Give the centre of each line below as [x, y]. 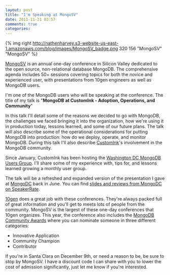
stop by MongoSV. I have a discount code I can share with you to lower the [83, 262]
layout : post [19, 10]
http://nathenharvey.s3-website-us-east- [76, 43]
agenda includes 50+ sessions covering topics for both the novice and [79, 74]
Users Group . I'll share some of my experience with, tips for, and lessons [81, 163]
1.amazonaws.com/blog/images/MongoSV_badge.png [62, 49]
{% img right [19, 43]
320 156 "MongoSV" [141, 49]
